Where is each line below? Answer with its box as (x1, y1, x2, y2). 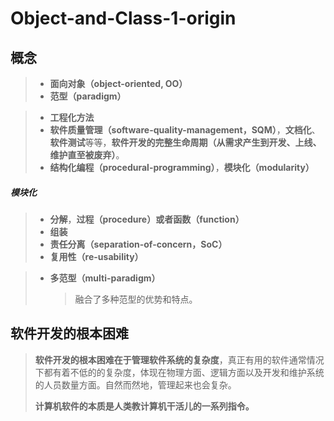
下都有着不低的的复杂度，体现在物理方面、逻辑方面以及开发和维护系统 (34, 366, 325, 378)
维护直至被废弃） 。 (49, 149, 125, 161)
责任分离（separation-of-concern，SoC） (49, 238, 228, 250)
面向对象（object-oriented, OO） (49, 78, 188, 89)
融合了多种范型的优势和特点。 (74, 293, 198, 305)
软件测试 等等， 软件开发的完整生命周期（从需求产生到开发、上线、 (49, 137, 322, 148)
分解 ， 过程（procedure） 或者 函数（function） (49, 213, 245, 225)
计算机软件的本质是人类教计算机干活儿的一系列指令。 (34, 400, 255, 412)
